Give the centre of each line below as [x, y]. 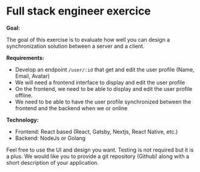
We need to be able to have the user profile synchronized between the [103, 102]
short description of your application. [52, 162]
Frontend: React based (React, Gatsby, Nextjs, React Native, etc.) [96, 131]
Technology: [23, 120]
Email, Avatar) [32, 76]
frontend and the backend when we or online [71, 108]
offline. [24, 95]
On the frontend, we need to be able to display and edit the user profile [104, 88]
